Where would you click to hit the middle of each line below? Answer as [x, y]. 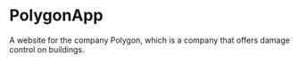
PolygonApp [56, 16]
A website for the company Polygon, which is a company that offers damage [149, 40]
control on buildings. [47, 49]
